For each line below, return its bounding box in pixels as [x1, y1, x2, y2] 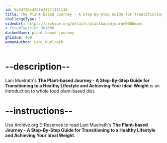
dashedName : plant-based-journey [5, 30, 75, 35]
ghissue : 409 [5, 35, 32, 40]
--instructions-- [5, 105, 73, 117]
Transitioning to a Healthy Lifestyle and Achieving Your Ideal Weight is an [5, 82, 160, 88]
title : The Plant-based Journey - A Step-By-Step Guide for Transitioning [5, 12, 164, 17]
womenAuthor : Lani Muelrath [5, 40, 64, 45]
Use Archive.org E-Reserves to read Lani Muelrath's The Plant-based [5, 122, 148, 128]
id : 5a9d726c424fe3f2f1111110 [5, 7, 68, 12]
